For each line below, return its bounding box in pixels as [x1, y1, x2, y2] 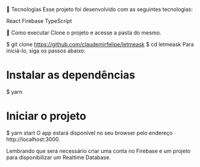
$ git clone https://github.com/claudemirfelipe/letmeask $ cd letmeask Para [6, 41, 194, 48]
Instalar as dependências [6, 68, 136, 82]
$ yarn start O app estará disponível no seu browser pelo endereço [6, 129, 173, 136]
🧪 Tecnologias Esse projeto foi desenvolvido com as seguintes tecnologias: [6, 6, 193, 13]
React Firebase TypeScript [6, 17, 72, 24]
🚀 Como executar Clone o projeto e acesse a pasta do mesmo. [6, 29, 161, 36]
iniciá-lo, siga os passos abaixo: [6, 47, 86, 54]
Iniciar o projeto [6, 109, 86, 123]
